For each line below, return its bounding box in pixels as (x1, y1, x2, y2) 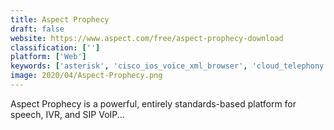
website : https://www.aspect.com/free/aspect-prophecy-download (10, 33, 284, 43)
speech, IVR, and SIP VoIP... (10, 108, 125, 120)
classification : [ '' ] (10, 42, 101, 53)
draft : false (10, 24, 65, 34)
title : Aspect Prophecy (10, 14, 110, 25)
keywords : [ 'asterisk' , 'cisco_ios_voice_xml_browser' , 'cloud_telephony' (10, 61, 329, 71)
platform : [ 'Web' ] (10, 52, 87, 62)
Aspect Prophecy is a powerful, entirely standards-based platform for (10, 97, 297, 110)
